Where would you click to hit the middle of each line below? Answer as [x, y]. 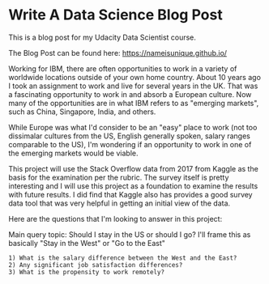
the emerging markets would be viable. [73, 153]
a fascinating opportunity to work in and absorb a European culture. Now [130, 94]
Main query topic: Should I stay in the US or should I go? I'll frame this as [130, 234]
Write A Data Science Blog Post [115, 15]
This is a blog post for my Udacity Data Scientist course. [102, 37]
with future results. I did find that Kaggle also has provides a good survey [130, 194]
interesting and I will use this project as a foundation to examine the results [133, 186]
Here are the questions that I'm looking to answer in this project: [115, 218]
